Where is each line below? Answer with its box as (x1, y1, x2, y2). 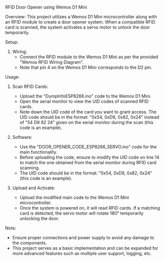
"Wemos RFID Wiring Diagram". (19, 59, 84, 65)
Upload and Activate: (12, 185, 55, 191)
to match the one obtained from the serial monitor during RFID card (19, 160, 157, 165)
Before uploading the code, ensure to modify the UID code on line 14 (19, 154, 160, 160)
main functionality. (19, 149, 58, 155)
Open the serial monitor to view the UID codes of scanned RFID (19, 98, 149, 104)
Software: (12, 134, 33, 140)
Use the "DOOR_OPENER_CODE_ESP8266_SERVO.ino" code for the (19, 144, 157, 150)
